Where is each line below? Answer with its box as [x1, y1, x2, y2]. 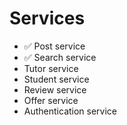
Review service [23, 83, 87, 96]
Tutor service [23, 62, 79, 74]
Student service [23, 73, 90, 85]
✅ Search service [23, 51, 97, 63]
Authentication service [23, 105, 118, 117]
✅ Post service [23, 40, 86, 52]
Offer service [23, 94, 79, 106]
